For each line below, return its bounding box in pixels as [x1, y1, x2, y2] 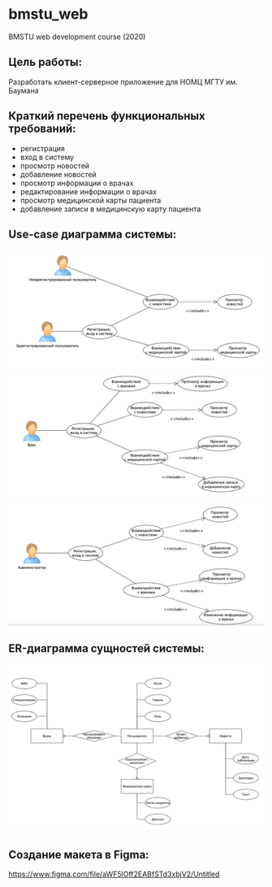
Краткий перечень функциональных [8, 109, 205, 123]
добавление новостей [19, 169, 97, 179]
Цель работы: [8, 55, 83, 69]
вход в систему [19, 152, 75, 162]
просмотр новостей [19, 160, 90, 171]
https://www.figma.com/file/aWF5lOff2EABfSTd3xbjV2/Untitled [8, 869, 220, 879]
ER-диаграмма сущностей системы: [8, 641, 205, 655]
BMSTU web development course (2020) [8, 32, 146, 41]
